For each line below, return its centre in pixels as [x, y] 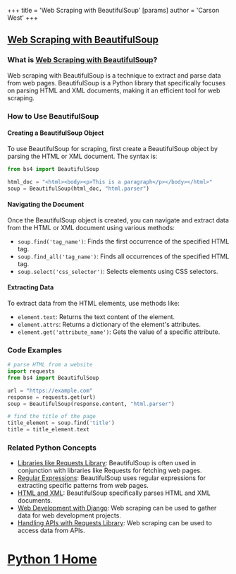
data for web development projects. [69, 515]
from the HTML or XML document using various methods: [91, 227]
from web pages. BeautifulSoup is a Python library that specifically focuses [117, 83]
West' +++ [23, 18]
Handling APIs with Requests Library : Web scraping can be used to [115, 523]
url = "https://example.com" [50, 390]
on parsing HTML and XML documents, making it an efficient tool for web [114, 90]
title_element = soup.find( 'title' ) [61, 423]
